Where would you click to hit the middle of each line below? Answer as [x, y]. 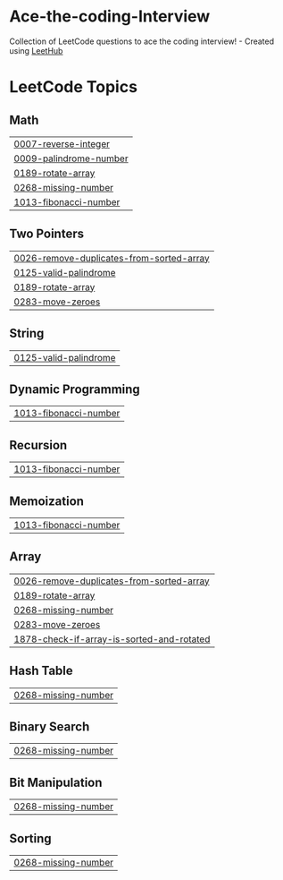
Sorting [30, 838]
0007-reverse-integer [62, 143]
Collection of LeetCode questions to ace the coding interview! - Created [142, 41]
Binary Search [50, 727]
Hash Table [41, 671]
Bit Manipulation [56, 782]
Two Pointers [47, 234]
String [27, 333]
